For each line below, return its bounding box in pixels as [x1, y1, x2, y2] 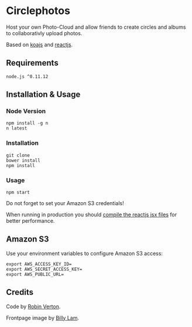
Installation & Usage [6, 90, 81, 100]
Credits [6, 287, 34, 297]
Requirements [6, 58, 59, 68]
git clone [6, 152, 30, 158]
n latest [6, 125, 28, 131]
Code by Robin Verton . [6, 303, 61, 310]
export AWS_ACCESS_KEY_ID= [6, 261, 72, 267]
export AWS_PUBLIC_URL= [6, 271, 64, 277]
